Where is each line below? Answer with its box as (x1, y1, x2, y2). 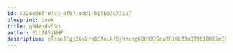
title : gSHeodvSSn (7, 23, 60, 30)
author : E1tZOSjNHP (7, 29, 64, 36)
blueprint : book (7, 17, 54, 23)
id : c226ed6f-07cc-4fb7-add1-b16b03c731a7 (7, 10, 132, 17)
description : (7, 36, 45, 43)
